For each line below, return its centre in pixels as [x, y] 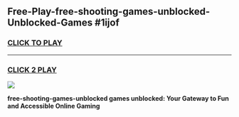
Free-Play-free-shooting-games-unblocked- [109, 12]
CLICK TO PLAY [35, 43]
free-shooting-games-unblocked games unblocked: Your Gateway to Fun [118, 98]
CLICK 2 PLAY [32, 69]
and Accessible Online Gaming [54, 106]
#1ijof [107, 23]
